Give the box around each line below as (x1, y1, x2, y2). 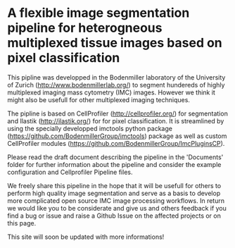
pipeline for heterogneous (7, 20, 163, 36)
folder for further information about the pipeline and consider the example (7, 160, 222, 168)
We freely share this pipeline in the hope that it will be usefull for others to (7, 181, 222, 190)
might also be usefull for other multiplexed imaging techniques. (7, 95, 190, 104)
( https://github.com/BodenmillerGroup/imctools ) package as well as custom (7, 132, 227, 140)
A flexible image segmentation (7, 5, 190, 21)
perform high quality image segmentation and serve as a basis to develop (7, 189, 221, 197)
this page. (7, 218, 37, 227)
